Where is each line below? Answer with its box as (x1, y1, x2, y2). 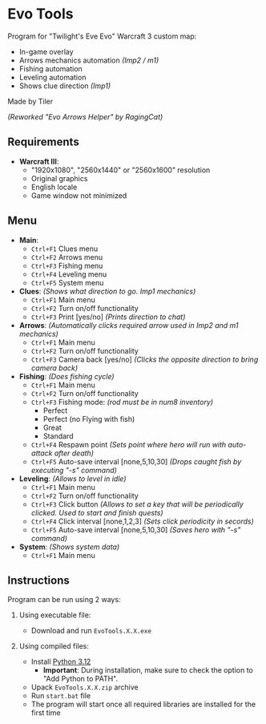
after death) (54, 448, 94, 458)
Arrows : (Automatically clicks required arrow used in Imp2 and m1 (18, 320, 239, 330)
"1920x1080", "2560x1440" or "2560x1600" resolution (30, 165, 211, 175)
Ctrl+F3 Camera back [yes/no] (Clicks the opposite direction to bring (30, 354, 259, 364)
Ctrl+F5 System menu (30, 277, 104, 287)
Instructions (7, 573, 70, 587)
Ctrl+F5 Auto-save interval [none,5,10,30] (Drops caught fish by (30, 456, 242, 466)
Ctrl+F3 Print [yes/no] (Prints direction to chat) (30, 312, 186, 322)
